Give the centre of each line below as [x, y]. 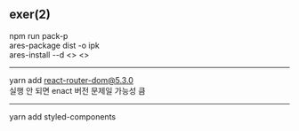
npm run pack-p [39, 35]
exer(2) [30, 15]
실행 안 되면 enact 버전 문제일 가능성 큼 [77, 90]
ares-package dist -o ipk [54, 45]
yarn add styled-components [63, 116]
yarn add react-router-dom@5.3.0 [71, 80]
